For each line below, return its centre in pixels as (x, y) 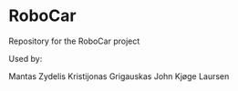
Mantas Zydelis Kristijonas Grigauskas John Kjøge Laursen (119, 76)
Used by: (26, 58)
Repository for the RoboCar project (74, 41)
